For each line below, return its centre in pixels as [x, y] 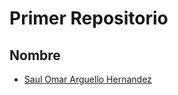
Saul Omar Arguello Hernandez [87, 79]
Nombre [35, 55]
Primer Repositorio [89, 18]
